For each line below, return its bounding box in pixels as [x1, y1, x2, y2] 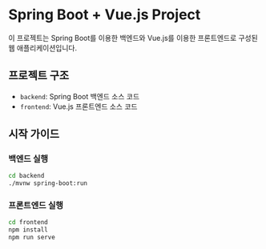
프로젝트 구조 [8, 69, 70, 82]
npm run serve [8, 234, 56, 242]
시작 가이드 [8, 127, 60, 141]
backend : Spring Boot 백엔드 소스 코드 [19, 91, 140, 101]
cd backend [8, 172, 45, 180]
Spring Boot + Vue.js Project [8, 6, 201, 24]
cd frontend [8, 219, 48, 227]
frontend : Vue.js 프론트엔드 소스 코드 [19, 102, 138, 111]
